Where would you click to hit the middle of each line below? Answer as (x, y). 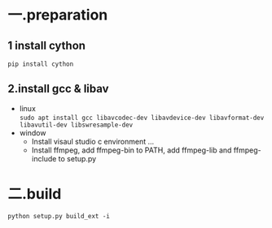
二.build (35, 194)
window (33, 132)
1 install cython (47, 45)
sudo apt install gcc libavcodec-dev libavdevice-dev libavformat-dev (142, 118)
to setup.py (77, 158)
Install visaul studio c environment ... (93, 141)
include (44, 158)
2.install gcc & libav (58, 89)
